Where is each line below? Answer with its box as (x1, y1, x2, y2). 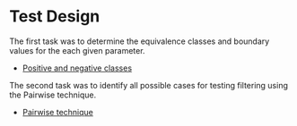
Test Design (9, 6, 100, 27)
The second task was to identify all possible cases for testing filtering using (9, 80, 289, 90)
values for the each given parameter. (9, 45, 145, 55)
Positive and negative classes (22, 63, 133, 73)
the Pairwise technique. (9, 89, 97, 100)
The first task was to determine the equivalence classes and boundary (9, 36, 270, 46)
